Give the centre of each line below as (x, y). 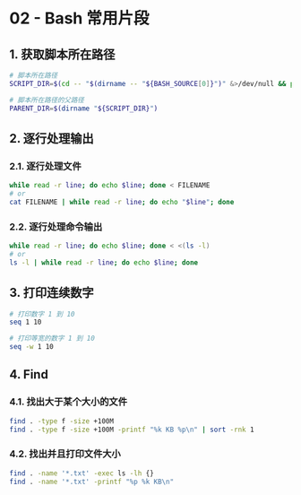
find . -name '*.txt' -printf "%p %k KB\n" (92, 482)
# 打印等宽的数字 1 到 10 (52, 339)
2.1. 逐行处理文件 (46, 166)
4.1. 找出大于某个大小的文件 (69, 402)
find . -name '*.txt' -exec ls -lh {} (82, 473)
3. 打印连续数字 (52, 293)
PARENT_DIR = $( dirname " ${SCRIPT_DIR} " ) (84, 109)
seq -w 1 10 (31, 347)
